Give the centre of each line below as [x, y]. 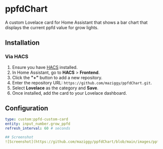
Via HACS [17, 57]
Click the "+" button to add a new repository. [57, 77]
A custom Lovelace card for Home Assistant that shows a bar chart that [76, 22]
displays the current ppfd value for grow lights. [52, 27]
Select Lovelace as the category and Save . [55, 88]
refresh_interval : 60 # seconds [38, 129]
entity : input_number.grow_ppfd [38, 124]
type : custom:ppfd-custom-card [37, 119]
